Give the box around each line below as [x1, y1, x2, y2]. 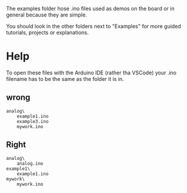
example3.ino [17, 118, 49, 125]
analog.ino [17, 161, 44, 166]
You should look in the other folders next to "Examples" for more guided [6, 23, 181, 30]
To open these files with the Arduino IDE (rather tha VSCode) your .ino [6, 69, 177, 76]
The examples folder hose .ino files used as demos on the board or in [6, 5, 175, 12]
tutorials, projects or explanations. [6, 29, 89, 36]
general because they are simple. [6, 11, 87, 18]
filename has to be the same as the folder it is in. [6, 75, 124, 82]
